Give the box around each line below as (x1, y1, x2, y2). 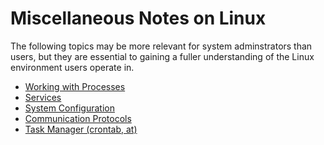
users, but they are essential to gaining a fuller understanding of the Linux (10, 50, 315, 62)
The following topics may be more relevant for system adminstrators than (10, 40, 313, 52)
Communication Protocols (24, 112, 132, 124)
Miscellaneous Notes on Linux (10, 7, 267, 30)
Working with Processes (24, 80, 126, 92)
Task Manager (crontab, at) (24, 123, 138, 135)
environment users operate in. (10, 61, 135, 73)
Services (24, 91, 62, 103)
